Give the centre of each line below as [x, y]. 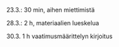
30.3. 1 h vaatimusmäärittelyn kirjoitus [59, 36]
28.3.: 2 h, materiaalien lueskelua [53, 23]
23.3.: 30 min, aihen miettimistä [51, 10]
